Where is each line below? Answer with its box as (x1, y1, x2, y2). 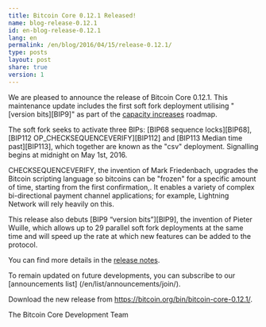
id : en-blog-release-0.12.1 (8, 26, 102, 34)
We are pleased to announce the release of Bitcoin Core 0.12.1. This (8, 92, 229, 102)
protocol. (8, 240, 38, 249)
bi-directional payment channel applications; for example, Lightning (8, 190, 229, 200)
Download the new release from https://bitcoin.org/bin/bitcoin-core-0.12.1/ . (8, 294, 253, 304)
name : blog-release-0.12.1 (8, 19, 98, 27)
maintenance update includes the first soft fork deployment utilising (8, 101, 229, 110)
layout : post (8, 56, 52, 64)
